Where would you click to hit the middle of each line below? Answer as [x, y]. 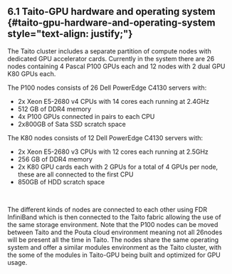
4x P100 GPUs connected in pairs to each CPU [86, 116]
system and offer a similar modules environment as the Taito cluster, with [115, 247]
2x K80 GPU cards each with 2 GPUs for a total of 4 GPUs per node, [118, 167]
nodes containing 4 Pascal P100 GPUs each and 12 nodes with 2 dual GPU [116, 66]
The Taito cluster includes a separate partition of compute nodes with [109, 51]
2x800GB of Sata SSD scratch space [72, 124]
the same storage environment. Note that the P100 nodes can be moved [113, 224]
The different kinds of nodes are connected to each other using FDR [107, 209]
